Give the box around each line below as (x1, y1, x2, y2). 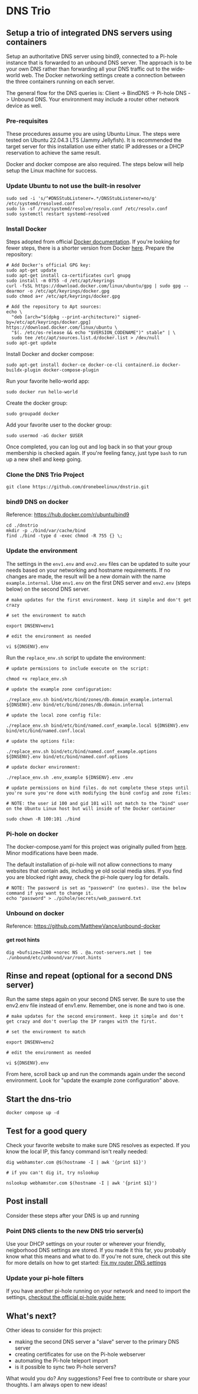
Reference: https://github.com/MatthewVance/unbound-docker (6, 922, 161, 930)
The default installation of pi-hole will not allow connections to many (6, 861, 173, 868)
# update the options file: (6, 738, 76, 744)
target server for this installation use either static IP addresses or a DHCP (6, 143, 184, 150)
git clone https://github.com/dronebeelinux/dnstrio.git (6, 484, 150, 490)
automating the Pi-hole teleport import (14, 1357, 108, 1364)
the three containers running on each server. (6, 78, 115, 85)
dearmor (6, 288, 25, 294)
